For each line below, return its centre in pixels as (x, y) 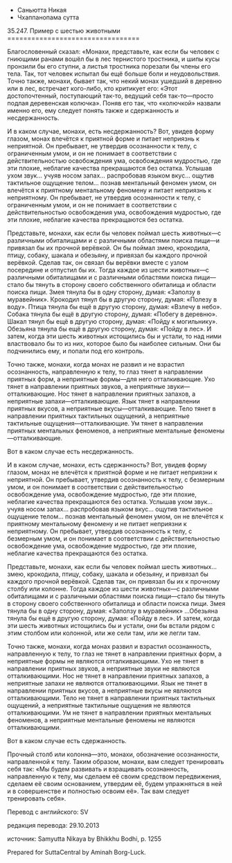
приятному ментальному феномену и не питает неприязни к (97, 524)
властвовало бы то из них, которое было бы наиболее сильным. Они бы (114, 343)
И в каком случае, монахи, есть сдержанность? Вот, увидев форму (107, 465)
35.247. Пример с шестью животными (64, 31)
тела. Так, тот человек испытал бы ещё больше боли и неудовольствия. (114, 73)
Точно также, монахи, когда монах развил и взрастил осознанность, (109, 646)
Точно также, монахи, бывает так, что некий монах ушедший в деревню (115, 81)
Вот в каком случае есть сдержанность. (67, 741)
